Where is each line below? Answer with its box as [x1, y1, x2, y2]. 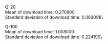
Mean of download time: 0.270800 [5, 9, 75, 15]
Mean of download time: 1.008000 [5, 29, 74, 34]
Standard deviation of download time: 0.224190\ [5, 34, 102, 40]
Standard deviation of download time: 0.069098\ [5, 15, 104, 20]
